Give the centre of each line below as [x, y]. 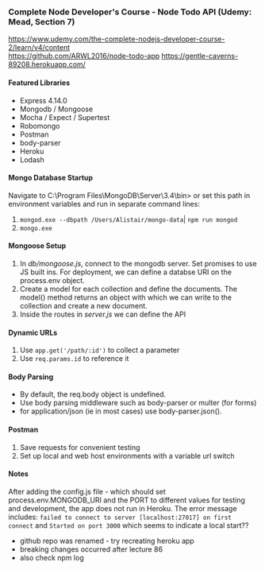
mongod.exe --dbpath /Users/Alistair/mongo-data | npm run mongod [129, 219]
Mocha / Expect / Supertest [65, 117]
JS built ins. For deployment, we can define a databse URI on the [126, 272]
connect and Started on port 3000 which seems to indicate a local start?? [129, 525]
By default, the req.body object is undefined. [93, 394]
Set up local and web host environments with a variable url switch [127, 456]
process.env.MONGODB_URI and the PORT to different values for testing [127, 500]
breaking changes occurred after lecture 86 [91, 549]
